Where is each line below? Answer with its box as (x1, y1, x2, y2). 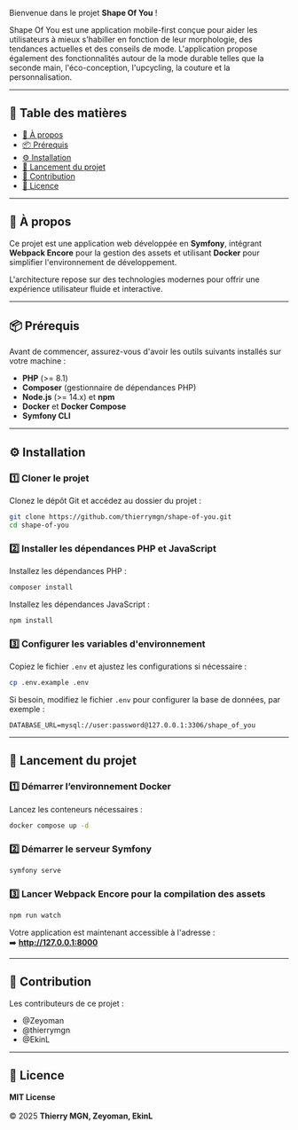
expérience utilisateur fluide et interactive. (9, 283, 163, 294)
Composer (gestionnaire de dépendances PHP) (21, 382, 197, 393)
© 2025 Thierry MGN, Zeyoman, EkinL (9, 1110, 153, 1121)
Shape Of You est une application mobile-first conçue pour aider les (9, 25, 258, 35)
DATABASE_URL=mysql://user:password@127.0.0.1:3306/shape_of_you (9, 721, 255, 730)
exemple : (9, 704, 45, 715)
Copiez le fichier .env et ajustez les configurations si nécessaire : (9, 661, 247, 672)
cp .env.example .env (9, 679, 90, 687)
